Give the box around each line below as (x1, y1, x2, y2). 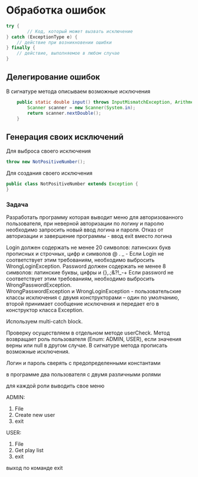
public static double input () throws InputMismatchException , (16, 99, 173, 105)
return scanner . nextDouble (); (27, 110, 101, 116)
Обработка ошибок (6, 4, 106, 17)
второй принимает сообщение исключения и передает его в (6, 300, 159, 307)
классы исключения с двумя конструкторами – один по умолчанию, (6, 294, 180, 301)
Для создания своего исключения (6, 170, 93, 177)
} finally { (6, 45, 35, 51)
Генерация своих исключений (6, 132, 124, 142)
